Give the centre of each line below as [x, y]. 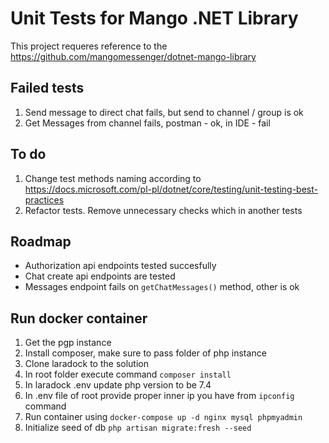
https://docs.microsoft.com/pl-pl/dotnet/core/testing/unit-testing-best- [171, 189]
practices [44, 199]
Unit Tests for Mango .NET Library [154, 18]
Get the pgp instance [68, 343]
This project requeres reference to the [89, 46]
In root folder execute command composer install [128, 374]
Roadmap [41, 241]
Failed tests [47, 88]
